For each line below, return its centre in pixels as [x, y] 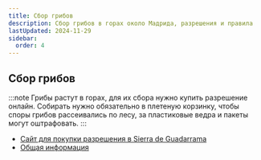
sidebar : [23, 38]
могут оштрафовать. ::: [47, 123]
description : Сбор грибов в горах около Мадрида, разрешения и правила [130, 23]
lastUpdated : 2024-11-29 [50, 31]
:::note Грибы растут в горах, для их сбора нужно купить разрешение [128, 97]
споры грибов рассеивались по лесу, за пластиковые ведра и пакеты [128, 114]
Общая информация [55, 147]
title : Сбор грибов [41, 16]
